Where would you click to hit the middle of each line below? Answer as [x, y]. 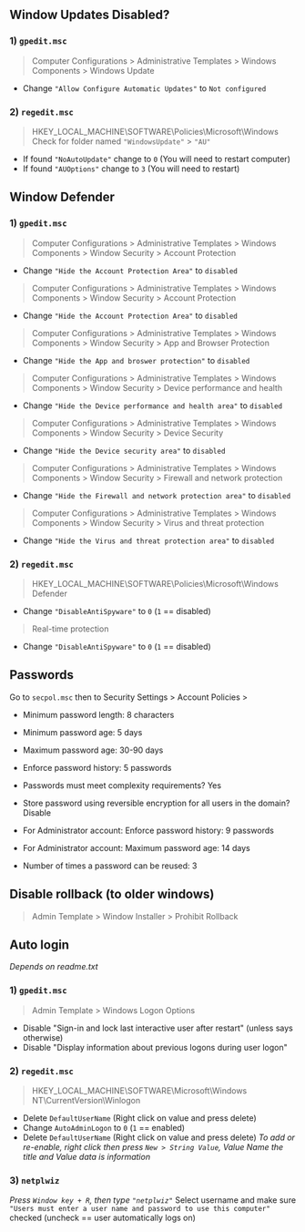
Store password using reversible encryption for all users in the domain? [156, 803]
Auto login [40, 945]
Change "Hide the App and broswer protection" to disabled [136, 360]
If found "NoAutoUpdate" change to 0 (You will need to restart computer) [157, 159]
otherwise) [43, 1037]
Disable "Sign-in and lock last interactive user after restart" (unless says [158, 1028]
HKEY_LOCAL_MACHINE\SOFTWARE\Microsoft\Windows [139, 1091]
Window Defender [62, 197]
